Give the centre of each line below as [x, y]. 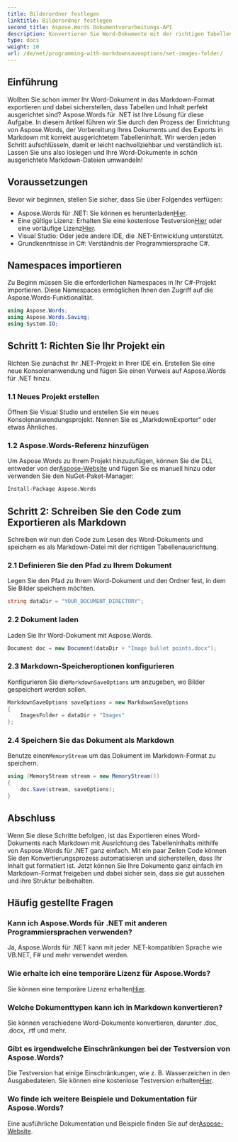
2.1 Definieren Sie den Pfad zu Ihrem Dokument [90, 565]
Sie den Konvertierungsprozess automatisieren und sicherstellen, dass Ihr [115, 858]
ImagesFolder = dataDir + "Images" [73, 716]
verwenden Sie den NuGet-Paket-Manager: [71, 476]
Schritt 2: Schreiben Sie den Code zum [95, 511]
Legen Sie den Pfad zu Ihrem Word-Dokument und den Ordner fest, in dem [117, 581]
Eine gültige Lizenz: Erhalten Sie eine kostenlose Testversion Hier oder [120, 220]
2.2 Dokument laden [43, 620]
